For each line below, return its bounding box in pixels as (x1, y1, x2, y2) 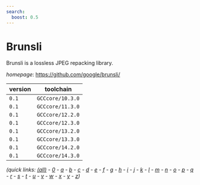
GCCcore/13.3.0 (36, 136, 80, 143)
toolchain (44, 85, 73, 93)
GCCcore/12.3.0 (36, 120, 80, 127)
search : (6, 8, 26, 15)
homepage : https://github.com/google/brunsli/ (6, 71, 120, 78)
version (9, 85, 32, 93)
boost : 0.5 (11, 14, 39, 20)
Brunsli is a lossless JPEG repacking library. (6, 59, 114, 67)
